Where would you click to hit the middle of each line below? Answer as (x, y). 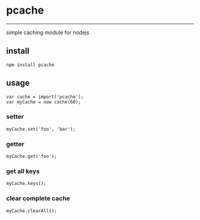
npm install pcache (30, 65)
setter (15, 117)
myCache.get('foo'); (32, 156)
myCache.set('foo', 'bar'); (41, 129)
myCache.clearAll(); (32, 211)
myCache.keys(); (26, 184)
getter (15, 144)
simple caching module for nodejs (48, 32)
